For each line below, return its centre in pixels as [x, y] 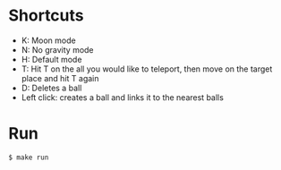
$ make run [29, 157]
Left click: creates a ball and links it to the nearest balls [123, 97]
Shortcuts [46, 16]
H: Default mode [51, 59]
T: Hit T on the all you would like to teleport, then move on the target [147, 69]
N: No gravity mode [58, 49]
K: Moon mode [49, 40]
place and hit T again [60, 78]
